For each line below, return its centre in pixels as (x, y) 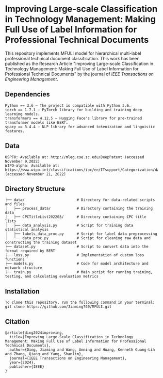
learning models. (23, 114)
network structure (24, 268)
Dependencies (27, 94)
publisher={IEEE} (27, 367)
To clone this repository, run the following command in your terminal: (80, 303)
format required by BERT (30, 251)
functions (15, 260)
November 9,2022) (23, 161)
